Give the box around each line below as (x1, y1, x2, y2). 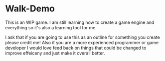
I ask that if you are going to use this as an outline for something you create (5, 34, 161, 40)
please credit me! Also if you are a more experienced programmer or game (5, 39, 159, 45)
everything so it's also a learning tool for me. (5, 24, 97, 30)
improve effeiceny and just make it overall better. (5, 50, 106, 56)
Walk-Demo (5, 3, 55, 14)
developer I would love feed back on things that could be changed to (5, 45, 147, 51)
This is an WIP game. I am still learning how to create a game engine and (5, 19, 155, 25)
